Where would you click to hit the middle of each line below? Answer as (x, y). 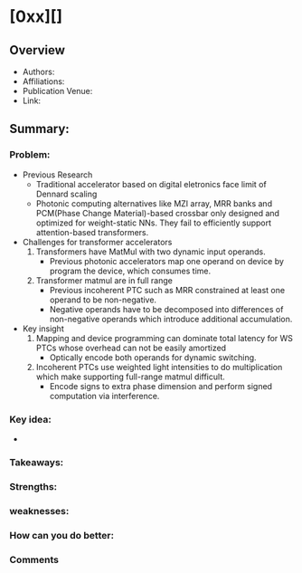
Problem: (30, 155)
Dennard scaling (66, 194)
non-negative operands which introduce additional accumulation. (171, 319)
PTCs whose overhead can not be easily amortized (131, 348)
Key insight (43, 329)
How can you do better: (62, 535)
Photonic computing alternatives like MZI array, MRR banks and (154, 203)
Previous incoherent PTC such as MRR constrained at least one (167, 290)
